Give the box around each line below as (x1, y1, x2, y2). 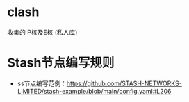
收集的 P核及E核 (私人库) (7, 28, 78, 36)
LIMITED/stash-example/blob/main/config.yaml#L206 (17, 87, 172, 95)
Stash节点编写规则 (7, 55, 115, 71)
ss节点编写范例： (17, 79, 67, 87)
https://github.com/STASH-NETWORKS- (66, 79, 182, 87)
